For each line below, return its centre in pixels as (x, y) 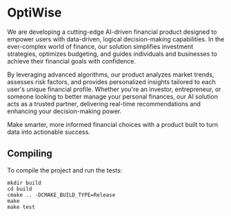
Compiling (30, 154)
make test (21, 207)
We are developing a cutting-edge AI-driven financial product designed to (112, 32)
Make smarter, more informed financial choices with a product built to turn (113, 124)
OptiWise (34, 13)
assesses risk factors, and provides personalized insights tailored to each (111, 81)
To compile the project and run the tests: (65, 170)
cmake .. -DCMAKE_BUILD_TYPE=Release (61, 195)
